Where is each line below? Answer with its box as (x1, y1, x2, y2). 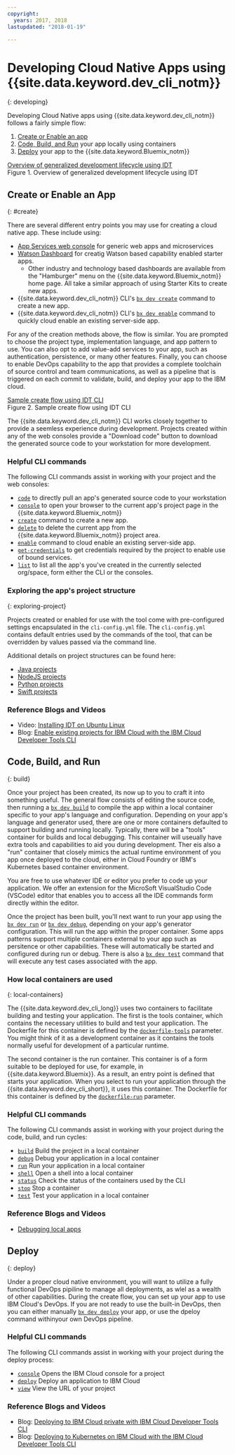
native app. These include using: (7, 229, 102, 237)
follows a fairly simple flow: (7, 119, 86, 127)
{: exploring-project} (7, 601, 67, 610)
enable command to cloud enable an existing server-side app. (17, 538, 196, 547)
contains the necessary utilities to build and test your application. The (7, 1019, 208, 1028)
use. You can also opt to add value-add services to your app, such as (7, 345, 208, 354)
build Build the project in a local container (17, 1146, 140, 1155)
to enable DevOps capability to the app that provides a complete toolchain (7, 360, 222, 368)
